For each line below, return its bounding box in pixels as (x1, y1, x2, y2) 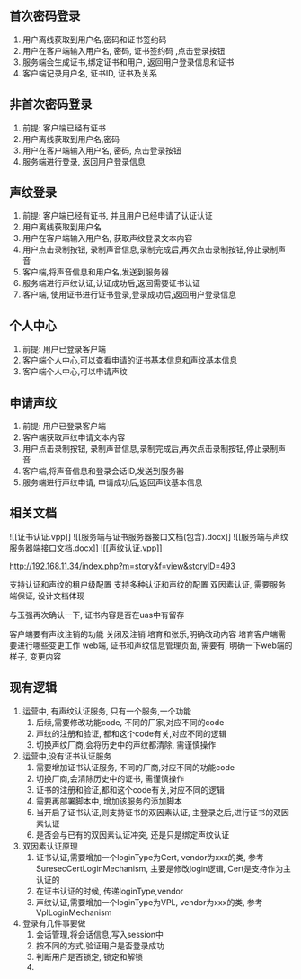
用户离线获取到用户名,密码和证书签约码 (22, 34, 167, 45)
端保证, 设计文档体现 (9, 590, 85, 601)
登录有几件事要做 (22, 917, 86, 929)
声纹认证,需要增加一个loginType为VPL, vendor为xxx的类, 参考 (35, 896, 263, 907)
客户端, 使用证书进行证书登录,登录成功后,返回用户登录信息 (22, 289, 236, 300)
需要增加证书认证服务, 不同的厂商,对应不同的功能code (35, 761, 235, 772)
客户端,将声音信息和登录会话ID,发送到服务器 (22, 466, 185, 477)
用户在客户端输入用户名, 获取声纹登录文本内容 (22, 233, 193, 244)
